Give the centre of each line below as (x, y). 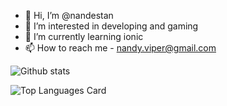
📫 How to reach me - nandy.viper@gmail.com (120, 48)
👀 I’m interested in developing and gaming (111, 26)
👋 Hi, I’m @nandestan (69, 15)
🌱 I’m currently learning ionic (84, 36)
